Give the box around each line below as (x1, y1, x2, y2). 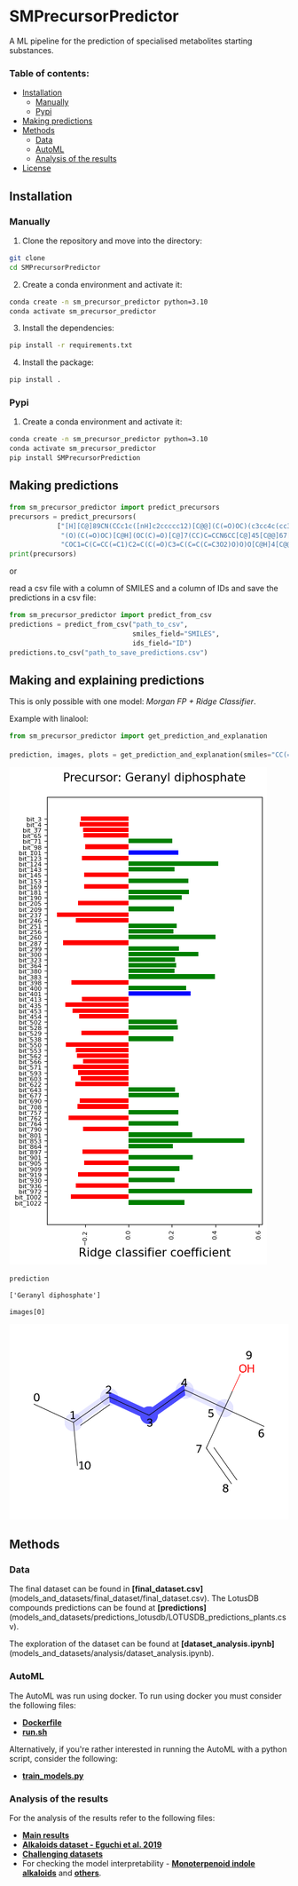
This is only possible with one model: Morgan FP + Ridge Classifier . (9, 696, 256, 707)
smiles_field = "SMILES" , (131, 629, 220, 638)
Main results (21, 1830, 69, 1841)
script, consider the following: (9, 1753, 118, 1763)
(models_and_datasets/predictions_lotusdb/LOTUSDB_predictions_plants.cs (9, 1612, 286, 1622)
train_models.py (21, 1770, 84, 1781)
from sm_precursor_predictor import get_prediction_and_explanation (9, 732, 268, 741)
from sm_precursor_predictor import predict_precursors (9, 503, 220, 511)
